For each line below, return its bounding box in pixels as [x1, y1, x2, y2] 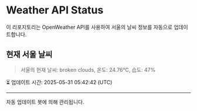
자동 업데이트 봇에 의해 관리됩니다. [6, 98, 84, 105]
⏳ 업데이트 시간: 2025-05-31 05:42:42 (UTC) [6, 78, 113, 85]
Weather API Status [6, 4, 104, 17]
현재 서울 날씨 [6, 50, 53, 60]
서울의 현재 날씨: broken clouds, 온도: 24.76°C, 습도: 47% [20, 66, 156, 73]
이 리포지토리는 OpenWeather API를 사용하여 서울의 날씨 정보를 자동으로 [6, 23, 173, 30]
